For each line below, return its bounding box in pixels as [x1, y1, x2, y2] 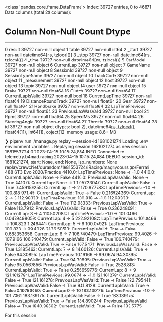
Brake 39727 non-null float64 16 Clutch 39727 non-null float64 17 [5, 88, 136, 93]
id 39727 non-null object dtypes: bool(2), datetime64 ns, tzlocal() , [5, 123, 136, 130]
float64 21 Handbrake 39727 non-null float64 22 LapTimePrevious [13, 103, 146, 109]
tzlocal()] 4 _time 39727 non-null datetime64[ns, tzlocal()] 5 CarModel [5, 57, 146, 62]
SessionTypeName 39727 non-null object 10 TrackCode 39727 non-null [5, 72, 148, 78]
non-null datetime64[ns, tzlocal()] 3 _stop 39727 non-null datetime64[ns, [5, 52, 151, 58]
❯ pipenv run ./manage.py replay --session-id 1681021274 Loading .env [5, 138, 149, 144]
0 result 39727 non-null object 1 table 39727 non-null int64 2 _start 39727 [5, 46, 153, 52]
